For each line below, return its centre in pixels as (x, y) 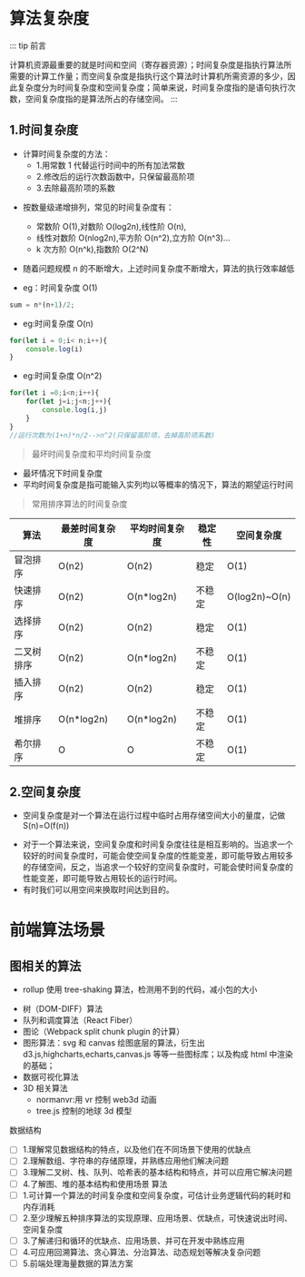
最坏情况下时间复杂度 (62, 473)
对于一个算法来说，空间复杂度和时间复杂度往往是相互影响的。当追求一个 (157, 844)
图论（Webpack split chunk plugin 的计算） (103, 1032)
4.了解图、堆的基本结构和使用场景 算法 (95, 1184)
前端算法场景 (58, 930)
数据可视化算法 (50, 1077)
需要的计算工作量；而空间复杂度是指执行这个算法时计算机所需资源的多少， (148, 76)
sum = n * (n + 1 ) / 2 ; (42, 305)
